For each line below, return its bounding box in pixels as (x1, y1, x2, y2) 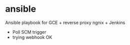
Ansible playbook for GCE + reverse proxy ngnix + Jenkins (5, 20, 126, 25)
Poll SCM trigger (12, 29, 46, 35)
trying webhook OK (12, 34, 52, 40)
